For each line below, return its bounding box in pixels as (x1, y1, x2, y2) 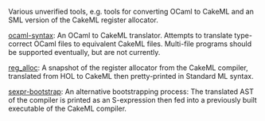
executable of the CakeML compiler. (8, 103, 127, 113)
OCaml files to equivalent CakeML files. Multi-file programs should (33, 39, 252, 49)
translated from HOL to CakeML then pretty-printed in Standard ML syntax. (8, 72, 254, 80)
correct (8, 39, 33, 49)
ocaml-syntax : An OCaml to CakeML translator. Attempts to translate (8, 31, 233, 40)
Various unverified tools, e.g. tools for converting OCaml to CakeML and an (8, 7, 255, 16)
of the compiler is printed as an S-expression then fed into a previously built (8, 96, 257, 104)
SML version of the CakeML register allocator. (8, 15, 159, 25)
